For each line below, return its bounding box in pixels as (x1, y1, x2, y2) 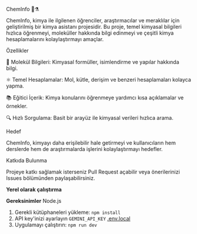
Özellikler (6, 47, 29, 54)
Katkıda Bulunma (6, 157, 47, 164)
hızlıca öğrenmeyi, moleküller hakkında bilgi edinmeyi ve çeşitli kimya (6, 29, 174, 36)
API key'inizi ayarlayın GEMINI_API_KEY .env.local (14, 215, 131, 222)
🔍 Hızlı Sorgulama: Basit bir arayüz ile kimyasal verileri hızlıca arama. (6, 115, 173, 121)
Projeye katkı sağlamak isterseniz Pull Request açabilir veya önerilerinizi (6, 168, 181, 175)
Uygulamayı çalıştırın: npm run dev (14, 221, 97, 228)
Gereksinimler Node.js (6, 198, 62, 204)
